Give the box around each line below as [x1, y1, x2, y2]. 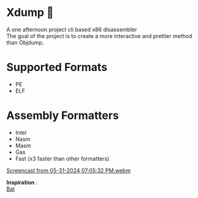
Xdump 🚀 [6, 6, 54, 20]
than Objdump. [6, 39, 44, 46]
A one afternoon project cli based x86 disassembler [6, 26, 137, 33]
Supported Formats [6, 61, 108, 74]
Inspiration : [6, 178, 38, 186]
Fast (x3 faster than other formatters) [15, 154, 110, 162]
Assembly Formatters [6, 109, 120, 123]
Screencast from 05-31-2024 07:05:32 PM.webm [6, 167, 131, 174]
